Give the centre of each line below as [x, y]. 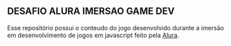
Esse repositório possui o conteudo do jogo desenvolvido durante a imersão [116, 27]
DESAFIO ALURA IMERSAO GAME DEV [91, 11]
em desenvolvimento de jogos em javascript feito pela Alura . [93, 35]
